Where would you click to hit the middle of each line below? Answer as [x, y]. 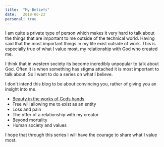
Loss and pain [27, 109]
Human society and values [39, 125]
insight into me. [21, 89]
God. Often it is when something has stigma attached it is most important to [82, 69]
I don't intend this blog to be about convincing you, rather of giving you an [81, 84]
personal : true [21, 19]
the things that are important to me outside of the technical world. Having [80, 38]
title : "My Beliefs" [27, 10]
